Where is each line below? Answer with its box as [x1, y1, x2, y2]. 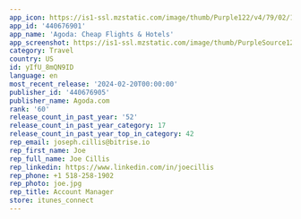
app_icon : [9, 13, 47, 22]
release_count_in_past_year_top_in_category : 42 [9, 130, 194, 139]
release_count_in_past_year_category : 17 [9, 122, 167, 131]
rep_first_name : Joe [9, 146, 87, 155]
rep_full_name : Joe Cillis [9, 154, 110, 164]
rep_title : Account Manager [9, 188, 115, 197]
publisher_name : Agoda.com [9, 96, 110, 105]
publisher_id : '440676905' [9, 88, 110, 97]
